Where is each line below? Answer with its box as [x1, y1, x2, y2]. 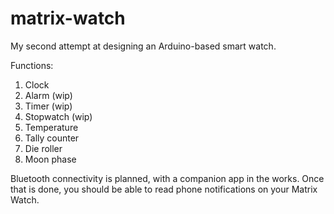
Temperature [24, 121, 79, 133]
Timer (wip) [24, 100, 73, 112]
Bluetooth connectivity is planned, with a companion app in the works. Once [10, 172, 325, 184]
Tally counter [24, 132, 80, 144]
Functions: [10, 59, 54, 71]
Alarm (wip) [24, 89, 73, 101]
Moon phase [24, 153, 77, 165]
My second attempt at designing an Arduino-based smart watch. [10, 40, 277, 52]
